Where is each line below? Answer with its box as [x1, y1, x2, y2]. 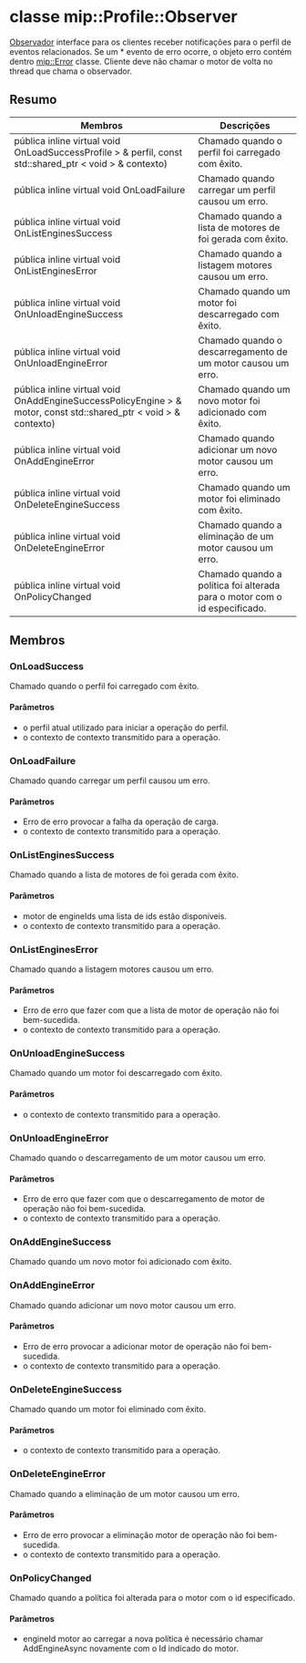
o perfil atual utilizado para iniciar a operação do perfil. [22, 722, 229, 733]
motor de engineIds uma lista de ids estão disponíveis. [22, 910, 228, 922]
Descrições [219, 119, 270, 131]
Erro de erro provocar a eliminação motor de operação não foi [22, 1529, 256, 1540]
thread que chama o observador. [9, 66, 133, 77]
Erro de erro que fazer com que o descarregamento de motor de [22, 1193, 266, 1204]
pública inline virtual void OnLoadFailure [14, 183, 186, 196]
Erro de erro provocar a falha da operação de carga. [22, 816, 219, 827]
